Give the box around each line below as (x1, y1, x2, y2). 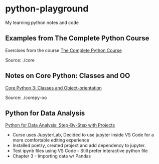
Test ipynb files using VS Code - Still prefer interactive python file (12, 148, 148, 154)
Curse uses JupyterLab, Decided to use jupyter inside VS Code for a (12, 132, 154, 138)
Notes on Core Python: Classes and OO (5, 71, 130, 80)
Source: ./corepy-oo (5, 94, 47, 100)
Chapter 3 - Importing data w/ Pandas (12, 153, 91, 159)
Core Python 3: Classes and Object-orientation (5, 84, 102, 90)
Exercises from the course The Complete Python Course (5, 47, 122, 53)
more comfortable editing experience (12, 137, 89, 143)
